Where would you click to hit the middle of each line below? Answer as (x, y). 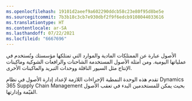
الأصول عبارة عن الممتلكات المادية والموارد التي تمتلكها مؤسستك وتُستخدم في (91, 55)
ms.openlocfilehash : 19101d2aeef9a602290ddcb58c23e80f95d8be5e (85, 11)
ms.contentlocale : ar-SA (36, 28)
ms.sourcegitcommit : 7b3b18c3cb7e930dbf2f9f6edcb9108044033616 (85, 17)
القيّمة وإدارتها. (22, 92)
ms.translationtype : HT (35, 22)
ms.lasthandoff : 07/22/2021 (41, 33)
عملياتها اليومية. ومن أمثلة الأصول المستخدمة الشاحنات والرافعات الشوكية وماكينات (96, 62)
